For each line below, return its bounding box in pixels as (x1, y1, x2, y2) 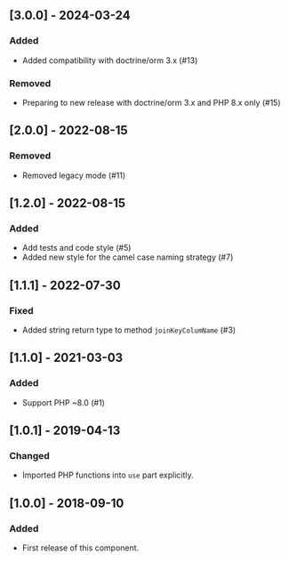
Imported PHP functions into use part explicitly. (21, 470, 194, 480)
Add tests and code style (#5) (21, 243, 132, 253)
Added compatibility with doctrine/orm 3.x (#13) (21, 54, 198, 66)
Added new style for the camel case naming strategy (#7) (21, 252, 234, 262)
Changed (9, 450, 51, 462)
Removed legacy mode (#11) (21, 170, 126, 181)
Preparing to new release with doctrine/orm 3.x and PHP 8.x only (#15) (21, 97, 282, 108)
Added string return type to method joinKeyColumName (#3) (21, 325, 237, 335)
